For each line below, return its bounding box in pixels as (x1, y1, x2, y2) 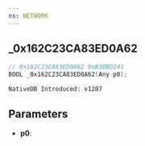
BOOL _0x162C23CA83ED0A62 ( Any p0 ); (8, 70, 128, 79)
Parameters (8, 106, 68, 121)
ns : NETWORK (8, 11, 48, 20)
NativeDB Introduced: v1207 (8, 86, 103, 94)
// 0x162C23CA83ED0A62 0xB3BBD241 (8, 63, 125, 71)
